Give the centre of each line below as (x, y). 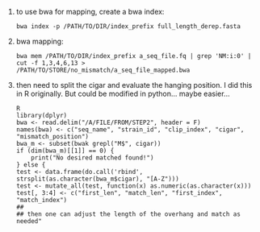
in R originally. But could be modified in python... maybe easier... (123, 93)
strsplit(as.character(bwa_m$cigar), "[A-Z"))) (97, 179)
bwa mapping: (40, 41)
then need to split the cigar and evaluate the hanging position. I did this (134, 85)
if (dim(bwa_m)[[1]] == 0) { (65, 151)
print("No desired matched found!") (92, 158)
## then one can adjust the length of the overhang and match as (128, 214)
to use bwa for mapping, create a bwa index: (90, 12)
